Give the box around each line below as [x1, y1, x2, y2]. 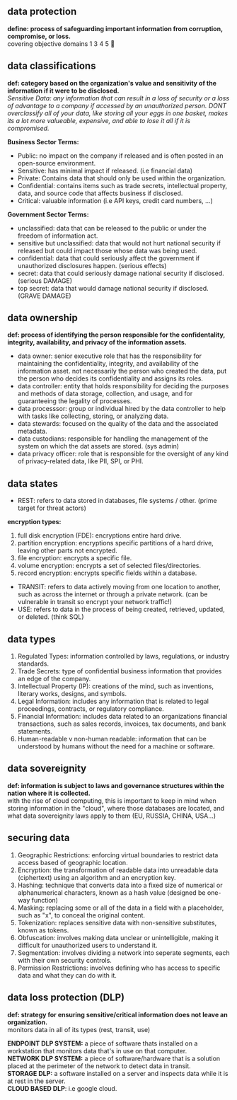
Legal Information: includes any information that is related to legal [17, 697, 209, 706]
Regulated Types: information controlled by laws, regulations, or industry [17, 652, 230, 661]
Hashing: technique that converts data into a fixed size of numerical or [17, 881, 223, 889]
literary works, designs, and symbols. [17, 690, 127, 698]
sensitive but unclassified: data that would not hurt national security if [17, 238, 221, 247]
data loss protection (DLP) [7, 992, 125, 1004]
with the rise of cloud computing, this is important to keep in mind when [7, 796, 217, 805]
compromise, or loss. [7, 32, 71, 40]
